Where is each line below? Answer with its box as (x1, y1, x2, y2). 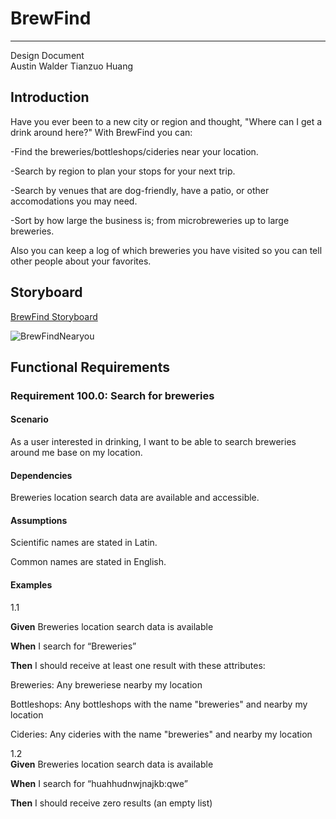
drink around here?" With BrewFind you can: (10, 126, 193, 138)
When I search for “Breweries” (10, 640, 137, 652)
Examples (10, 579, 53, 591)
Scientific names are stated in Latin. (10, 537, 158, 549)
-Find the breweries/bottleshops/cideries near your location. (10, 145, 259, 157)
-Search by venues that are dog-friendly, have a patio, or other (10, 184, 270, 196)
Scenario (10, 413, 49, 426)
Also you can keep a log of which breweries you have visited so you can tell (10, 244, 323, 256)
